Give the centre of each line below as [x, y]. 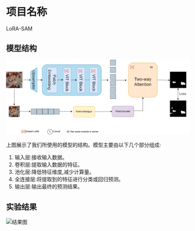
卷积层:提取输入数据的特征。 [48, 165]
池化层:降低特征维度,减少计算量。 [54, 172]
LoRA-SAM [20, 28]
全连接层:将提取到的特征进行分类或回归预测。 [69, 180]
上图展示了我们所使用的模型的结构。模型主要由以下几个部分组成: [84, 145]
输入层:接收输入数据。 [41, 157]
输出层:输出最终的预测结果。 [48, 187]
